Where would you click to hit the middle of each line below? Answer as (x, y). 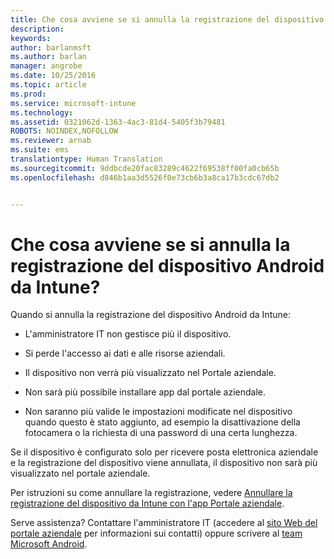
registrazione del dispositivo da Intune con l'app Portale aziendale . (147, 503)
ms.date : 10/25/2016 (53, 76)
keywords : (31, 38)
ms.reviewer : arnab (51, 141)
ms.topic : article (48, 85)
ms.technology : (42, 112)
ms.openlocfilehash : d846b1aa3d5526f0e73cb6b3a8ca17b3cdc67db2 (145, 177)
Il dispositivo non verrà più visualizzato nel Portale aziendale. (150, 373)
